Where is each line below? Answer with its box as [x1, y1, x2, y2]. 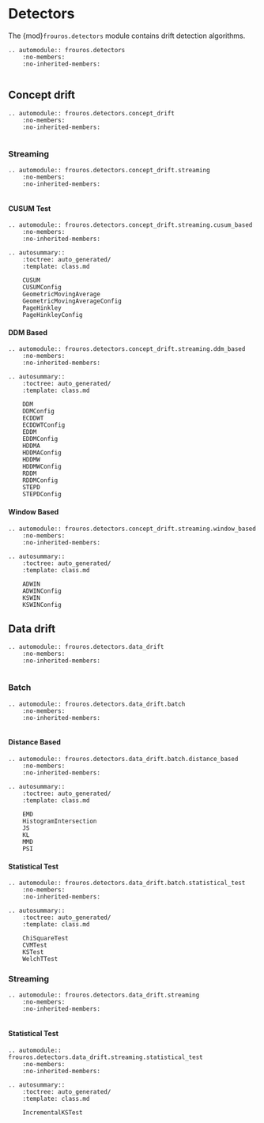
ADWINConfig [22, 586, 62, 595]
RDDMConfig [22, 477, 58, 484]
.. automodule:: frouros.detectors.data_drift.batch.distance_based [8, 755, 239, 763]
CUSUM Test [8, 203, 51, 213]
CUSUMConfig [22, 284, 62, 292]
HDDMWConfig [22, 463, 62, 471]
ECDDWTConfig [22, 421, 66, 429]
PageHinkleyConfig [22, 311, 83, 319]
